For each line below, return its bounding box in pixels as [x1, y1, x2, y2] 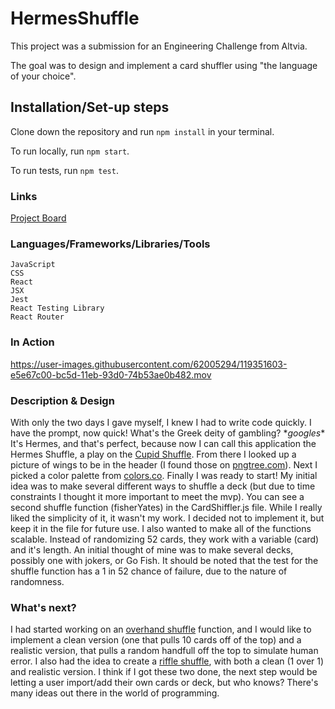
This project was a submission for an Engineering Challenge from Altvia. [10, 40, 308, 52]
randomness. [10, 575, 65, 587]
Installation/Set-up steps [10, 99, 170, 116]
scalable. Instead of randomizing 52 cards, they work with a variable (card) [10, 533, 320, 545]
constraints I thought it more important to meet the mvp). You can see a [10, 490, 305, 502]
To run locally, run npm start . [10, 145, 130, 157]
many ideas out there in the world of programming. [10, 687, 220, 699]
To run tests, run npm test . [10, 164, 119, 176]
